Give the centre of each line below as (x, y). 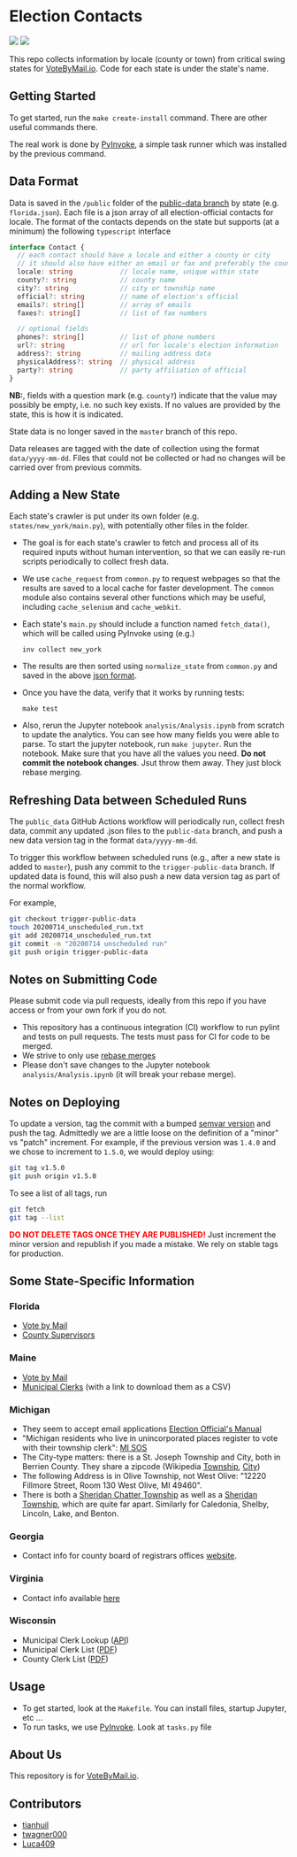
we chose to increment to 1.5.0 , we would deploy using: (112, 1152)
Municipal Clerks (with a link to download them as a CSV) (126, 1386)
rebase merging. (52, 773)
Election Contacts (76, 16)
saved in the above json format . (79, 675)
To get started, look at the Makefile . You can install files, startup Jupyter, (154, 1708)
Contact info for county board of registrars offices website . (129, 1556)
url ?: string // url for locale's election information (148, 346)
